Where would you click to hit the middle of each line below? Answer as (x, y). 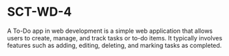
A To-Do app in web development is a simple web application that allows (110, 31)
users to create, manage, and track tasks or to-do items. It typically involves (115, 38)
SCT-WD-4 (40, 12)
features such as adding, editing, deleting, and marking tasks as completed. (115, 45)
